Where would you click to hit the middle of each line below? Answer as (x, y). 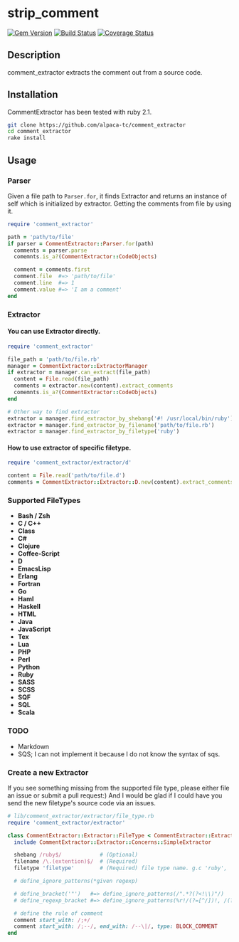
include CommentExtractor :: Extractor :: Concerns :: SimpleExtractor (113, 842)
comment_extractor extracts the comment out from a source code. (105, 72)
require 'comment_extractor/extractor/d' (70, 463)
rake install (27, 138)
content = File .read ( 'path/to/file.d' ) (67, 476)
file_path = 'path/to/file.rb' (54, 359)
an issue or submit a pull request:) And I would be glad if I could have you (115, 795)
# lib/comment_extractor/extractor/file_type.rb (81, 816)
